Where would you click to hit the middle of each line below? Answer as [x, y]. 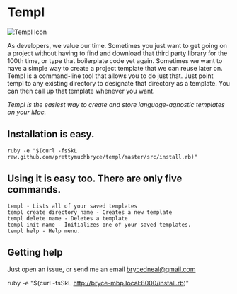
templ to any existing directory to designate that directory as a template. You [119, 83]
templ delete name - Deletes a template [68, 218]
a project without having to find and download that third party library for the [117, 53]
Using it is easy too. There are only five [95, 179]
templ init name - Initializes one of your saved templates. [99, 225]
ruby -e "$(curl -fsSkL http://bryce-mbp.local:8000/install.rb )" [98, 283]
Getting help [35, 252]
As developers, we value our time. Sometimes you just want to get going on [117, 45]
